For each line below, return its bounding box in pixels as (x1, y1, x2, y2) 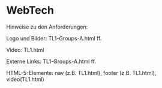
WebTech (6, 4, 54, 17)
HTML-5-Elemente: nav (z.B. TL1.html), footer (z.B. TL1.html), (6, 69, 157, 76)
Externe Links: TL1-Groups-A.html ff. (6, 58, 97, 65)
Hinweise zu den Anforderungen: (6, 23, 88, 30)
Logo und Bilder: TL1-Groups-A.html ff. (6, 34, 102, 42)
